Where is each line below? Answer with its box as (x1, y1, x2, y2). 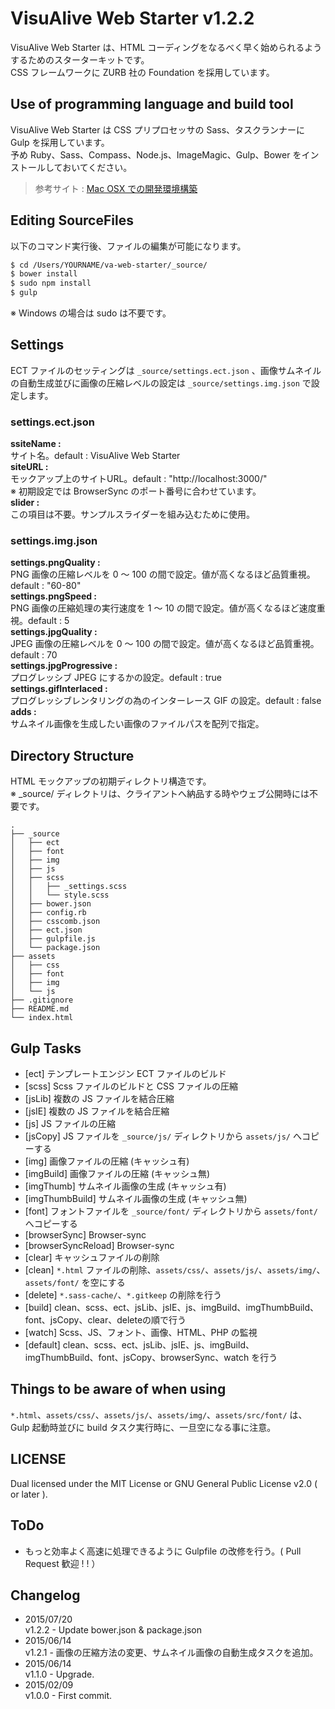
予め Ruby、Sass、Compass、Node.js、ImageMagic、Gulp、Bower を (10, 148, 302, 161)
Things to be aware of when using (10, 1381, 227, 1398)
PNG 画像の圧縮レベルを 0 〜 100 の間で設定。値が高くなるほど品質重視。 (10, 568, 316, 581)
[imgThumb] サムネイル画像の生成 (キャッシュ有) (24, 1180, 227, 1192)
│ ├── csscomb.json (10, 917, 101, 927)
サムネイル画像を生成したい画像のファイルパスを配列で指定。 (10, 718, 265, 730)
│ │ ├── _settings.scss (10, 882, 128, 892)
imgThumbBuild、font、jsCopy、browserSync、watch (24, 1352, 250, 1364)
